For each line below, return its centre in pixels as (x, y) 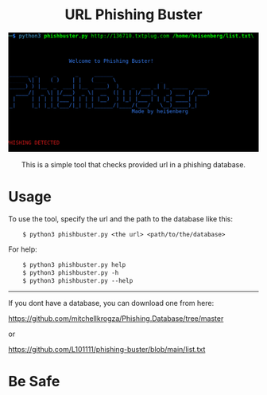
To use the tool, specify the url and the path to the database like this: (120, 219)
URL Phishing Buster (133, 15)
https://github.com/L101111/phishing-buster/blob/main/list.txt (107, 349)
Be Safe (34, 381)
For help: (23, 249)
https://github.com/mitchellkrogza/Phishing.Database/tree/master (116, 318)
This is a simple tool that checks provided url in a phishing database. (133, 164)
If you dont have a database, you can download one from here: (111, 303)
